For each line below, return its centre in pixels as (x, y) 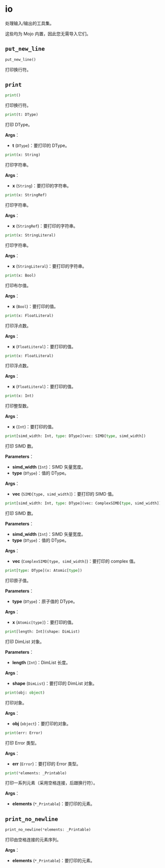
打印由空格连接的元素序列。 (33, 840)
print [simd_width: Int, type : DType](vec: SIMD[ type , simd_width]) (76, 436)
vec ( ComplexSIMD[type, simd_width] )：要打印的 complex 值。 (75, 561)
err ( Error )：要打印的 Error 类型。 (46, 764)
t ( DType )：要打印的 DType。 (41, 145)
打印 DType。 (19, 125)
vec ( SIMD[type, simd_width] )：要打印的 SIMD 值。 (64, 494)
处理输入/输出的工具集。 (30, 23)
